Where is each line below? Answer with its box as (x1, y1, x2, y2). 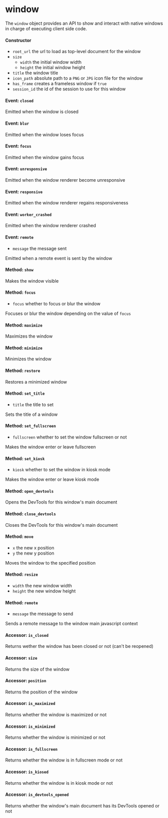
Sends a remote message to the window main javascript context (5, 621, 138, 627)
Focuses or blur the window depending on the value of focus (5, 310, 131, 316)
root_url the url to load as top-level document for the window (12, 48, 141, 54)
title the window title (12, 70, 58, 76)
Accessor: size (5, 655, 38, 661)
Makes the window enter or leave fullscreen (5, 444, 96, 450)
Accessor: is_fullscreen (5, 746, 58, 752)
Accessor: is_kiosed (5, 769, 49, 775)
